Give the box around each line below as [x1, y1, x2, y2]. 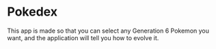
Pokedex [7, 4, 58, 20]
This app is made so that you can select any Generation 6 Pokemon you [7, 27, 210, 35]
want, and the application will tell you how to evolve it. [7, 33, 159, 42]
